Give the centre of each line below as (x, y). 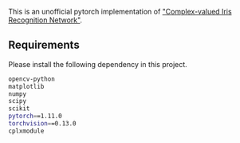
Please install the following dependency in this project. (98, 64)
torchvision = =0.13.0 (43, 124)
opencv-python (32, 79)
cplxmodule (26, 131)
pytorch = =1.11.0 (35, 116)
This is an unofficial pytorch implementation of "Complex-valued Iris (120, 12)
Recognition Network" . (45, 20)
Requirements (44, 45)
